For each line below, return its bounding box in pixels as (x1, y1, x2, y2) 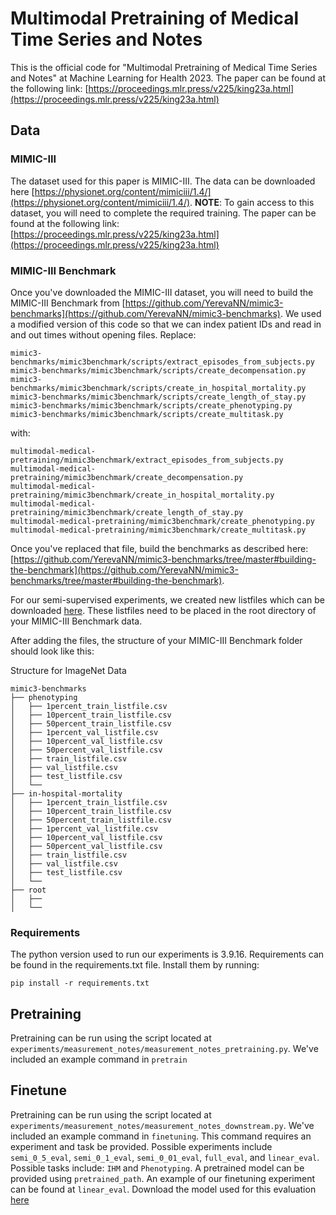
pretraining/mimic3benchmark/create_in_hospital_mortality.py (10, 490, 275, 500)
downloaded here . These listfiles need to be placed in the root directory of (10, 604, 317, 616)
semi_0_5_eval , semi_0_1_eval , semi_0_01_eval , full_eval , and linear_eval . (10, 1151, 320, 1163)
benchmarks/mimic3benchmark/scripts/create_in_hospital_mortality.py (10, 383, 307, 393)
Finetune (10, 1082, 67, 1099)
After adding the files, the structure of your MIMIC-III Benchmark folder (10, 634, 303, 646)
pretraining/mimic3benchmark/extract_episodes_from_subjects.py (10, 455, 284, 465)
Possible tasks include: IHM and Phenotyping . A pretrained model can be (10, 1162, 305, 1174)
